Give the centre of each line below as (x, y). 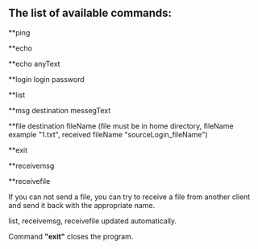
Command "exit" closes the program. (71, 236)
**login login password (46, 79)
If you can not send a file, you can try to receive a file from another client (129, 197)
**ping (19, 32)
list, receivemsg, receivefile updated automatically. (93, 221)
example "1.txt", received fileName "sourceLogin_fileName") (108, 134)
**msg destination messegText (60, 110)
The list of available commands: (90, 13)
